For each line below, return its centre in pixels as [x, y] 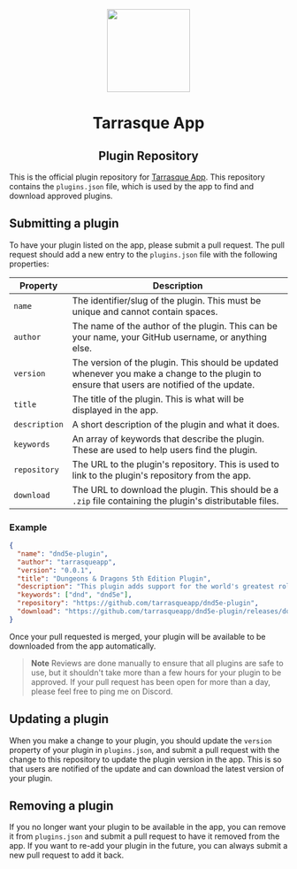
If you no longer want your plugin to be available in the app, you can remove [148, 827]
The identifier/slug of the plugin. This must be [167, 300]
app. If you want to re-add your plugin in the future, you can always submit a [148, 846]
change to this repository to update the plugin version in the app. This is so [145, 759]
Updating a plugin [59, 719]
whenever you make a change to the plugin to [167, 373]
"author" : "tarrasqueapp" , [67, 562]
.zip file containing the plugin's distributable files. [175, 501]
